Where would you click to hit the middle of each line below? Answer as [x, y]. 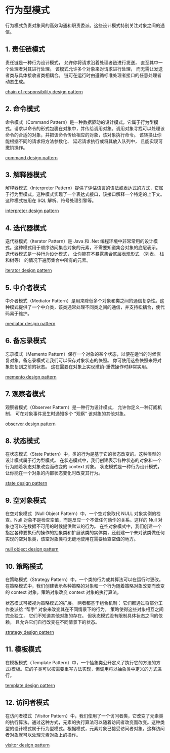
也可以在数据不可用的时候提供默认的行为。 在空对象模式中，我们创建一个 [86, 526]
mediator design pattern [30, 323]
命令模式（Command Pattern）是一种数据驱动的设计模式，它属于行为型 [80, 122]
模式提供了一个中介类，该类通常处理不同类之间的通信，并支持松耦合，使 [85, 307]
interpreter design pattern [32, 211]
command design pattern [32, 157]
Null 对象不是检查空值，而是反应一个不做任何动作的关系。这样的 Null [86, 520]
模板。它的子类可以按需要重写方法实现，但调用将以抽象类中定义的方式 [84, 669]
